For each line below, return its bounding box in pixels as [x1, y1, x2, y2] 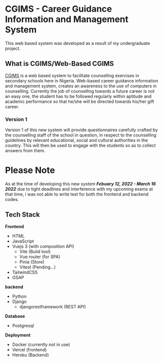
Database [5, 313, 25, 319]
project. [5, 45, 21, 51]
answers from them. [5, 148, 45, 154]
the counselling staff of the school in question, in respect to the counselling [5, 132, 157, 138]
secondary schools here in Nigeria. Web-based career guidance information [5, 78, 159, 83]
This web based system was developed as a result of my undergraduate [5, 40, 150, 46]
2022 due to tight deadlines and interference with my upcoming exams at [5, 186, 153, 192]
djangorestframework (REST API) [19, 303, 86, 309]
